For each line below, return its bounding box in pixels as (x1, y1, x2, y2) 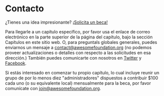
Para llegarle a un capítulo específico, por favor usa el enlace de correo (5, 29, 150, 34)
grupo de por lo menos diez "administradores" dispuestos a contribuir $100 (5, 75, 159, 81)
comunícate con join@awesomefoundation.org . (5, 85, 101, 91)
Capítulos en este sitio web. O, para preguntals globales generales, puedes (5, 39, 158, 45)
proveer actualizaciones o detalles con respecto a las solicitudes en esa (5, 50, 151, 56)
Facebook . (5, 60, 27, 66)
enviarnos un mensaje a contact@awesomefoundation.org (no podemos (5, 44, 152, 50)
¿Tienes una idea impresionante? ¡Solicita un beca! (5, 19, 108, 25)
